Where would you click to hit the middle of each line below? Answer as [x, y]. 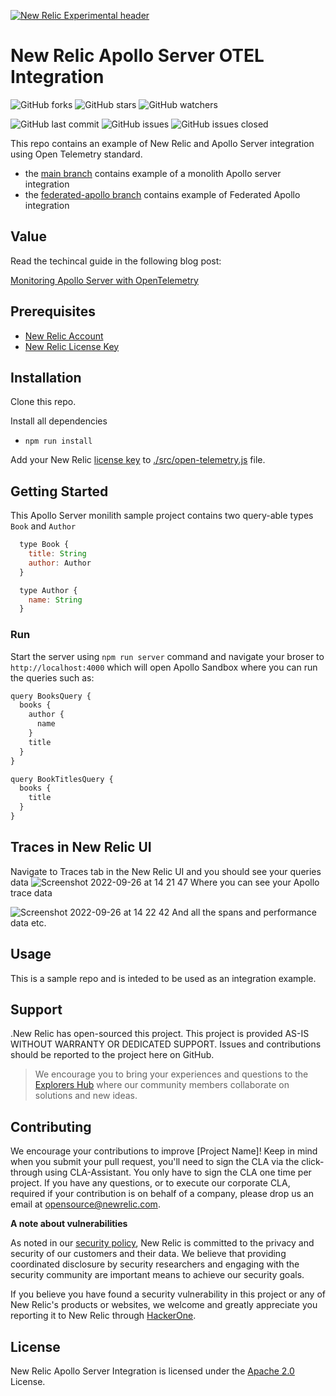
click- [313, 1162]
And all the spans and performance [244, 912]
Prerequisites [53, 311]
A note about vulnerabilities [69, 1224]
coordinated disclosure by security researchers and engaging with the [155, 1264]
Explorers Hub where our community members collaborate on [162, 1085]
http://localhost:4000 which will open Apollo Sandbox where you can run [164, 667]
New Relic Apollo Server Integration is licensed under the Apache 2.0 [152, 1371]
